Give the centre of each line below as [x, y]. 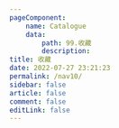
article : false [38, 93]
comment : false [38, 101]
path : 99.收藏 [67, 43]
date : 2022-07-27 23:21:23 [60, 69]
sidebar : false [38, 85]
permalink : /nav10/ [46, 77]
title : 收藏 [30, 59]
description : [66, 51]
